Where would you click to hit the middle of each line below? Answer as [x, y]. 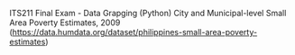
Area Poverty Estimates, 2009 [65, 23]
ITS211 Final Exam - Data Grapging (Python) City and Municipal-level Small [148, 13]
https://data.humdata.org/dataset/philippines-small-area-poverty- [135, 32]
